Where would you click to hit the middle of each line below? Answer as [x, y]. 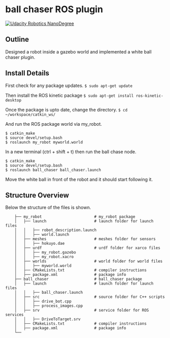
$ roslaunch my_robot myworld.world [44, 142]
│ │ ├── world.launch [42, 235]
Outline [17, 39]
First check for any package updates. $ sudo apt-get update [69, 86]
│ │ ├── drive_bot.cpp [43, 301]
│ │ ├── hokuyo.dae [40, 244]
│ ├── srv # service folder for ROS [82, 311]
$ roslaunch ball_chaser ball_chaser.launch [53, 170]
